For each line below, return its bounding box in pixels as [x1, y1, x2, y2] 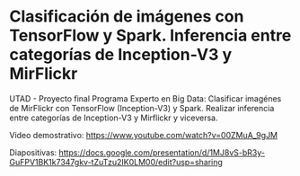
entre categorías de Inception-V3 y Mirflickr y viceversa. [9, 112, 218, 123]
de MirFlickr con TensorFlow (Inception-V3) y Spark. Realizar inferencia [9, 102, 275, 113]
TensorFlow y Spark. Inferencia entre [9, 25, 292, 46]
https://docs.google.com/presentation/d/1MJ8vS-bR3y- [58, 146, 265, 158]
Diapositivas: [9, 146, 57, 158]
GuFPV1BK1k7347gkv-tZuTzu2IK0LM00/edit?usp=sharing [9, 156, 223, 167]
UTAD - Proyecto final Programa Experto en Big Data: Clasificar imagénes [9, 92, 282, 104]
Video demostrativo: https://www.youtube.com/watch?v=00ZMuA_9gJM [9, 129, 278, 140]
